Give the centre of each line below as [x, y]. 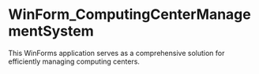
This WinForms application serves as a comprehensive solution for [116, 53]
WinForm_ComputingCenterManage [129, 15]
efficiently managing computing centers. [74, 61]
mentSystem [51, 31]
